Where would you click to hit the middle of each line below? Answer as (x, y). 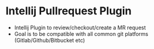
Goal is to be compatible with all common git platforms (81, 33)
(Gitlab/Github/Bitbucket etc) (50, 40)
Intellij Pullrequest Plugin (69, 11)
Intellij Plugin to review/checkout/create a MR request (80, 27)
